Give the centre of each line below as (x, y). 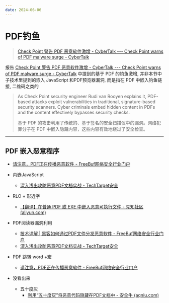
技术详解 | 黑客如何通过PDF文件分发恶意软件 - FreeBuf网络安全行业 (90, 234)
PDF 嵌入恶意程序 (32, 151)
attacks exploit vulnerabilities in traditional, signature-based (94, 102)
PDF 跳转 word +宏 (32, 257)
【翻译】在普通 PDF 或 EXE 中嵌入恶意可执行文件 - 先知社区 (82, 207)
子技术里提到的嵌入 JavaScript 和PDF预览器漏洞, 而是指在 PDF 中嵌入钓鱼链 (84, 80)
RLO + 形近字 (26, 196)
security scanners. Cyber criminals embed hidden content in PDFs (86, 107)
